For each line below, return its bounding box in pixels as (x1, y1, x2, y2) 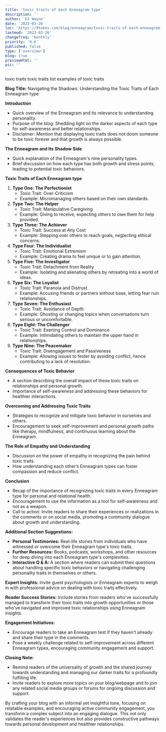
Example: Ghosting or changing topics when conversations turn (19, 311, 149, 317)
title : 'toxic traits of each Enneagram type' (5, 7, 103, 12)
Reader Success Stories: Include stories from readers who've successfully (5, 595, 159, 600)
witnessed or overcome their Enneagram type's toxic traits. (12, 544, 133, 549)
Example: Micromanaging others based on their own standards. (19, 196, 149, 202)
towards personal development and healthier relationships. (5, 721, 125, 727)
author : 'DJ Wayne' (5, 16, 45, 21)
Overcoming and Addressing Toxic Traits (5, 403, 91, 409)
